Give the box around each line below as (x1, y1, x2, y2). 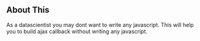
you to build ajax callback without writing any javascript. (6, 28, 148, 35)
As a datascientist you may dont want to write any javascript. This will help (6, 21, 194, 28)
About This (6, 5, 50, 15)
